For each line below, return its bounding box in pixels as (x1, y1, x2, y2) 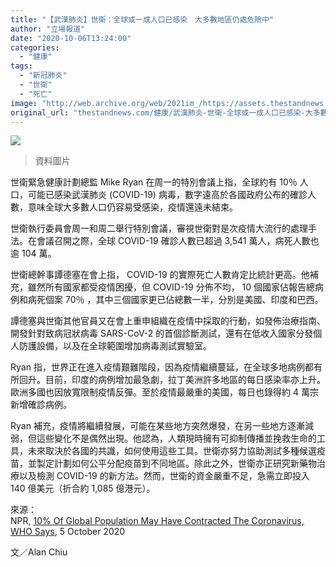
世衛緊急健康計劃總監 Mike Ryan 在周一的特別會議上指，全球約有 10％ (10, 176, 298, 188)
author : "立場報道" (10, 24, 86, 34)
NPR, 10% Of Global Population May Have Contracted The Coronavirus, (10, 515, 305, 527)
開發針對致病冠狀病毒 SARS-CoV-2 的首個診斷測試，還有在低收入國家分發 (10, 327, 314, 340)
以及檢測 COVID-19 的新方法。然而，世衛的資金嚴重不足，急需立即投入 (18, 470, 310, 482)
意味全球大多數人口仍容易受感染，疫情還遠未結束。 (27, 201, 238, 213)
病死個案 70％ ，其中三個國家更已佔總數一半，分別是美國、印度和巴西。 (27, 294, 324, 306)
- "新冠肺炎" (19, 71, 68, 81)
